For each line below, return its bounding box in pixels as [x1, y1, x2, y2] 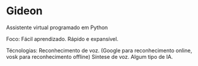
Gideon [6, 4, 43, 18]
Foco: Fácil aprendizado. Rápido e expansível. [6, 35, 119, 42]
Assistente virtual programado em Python [6, 24, 108, 31]
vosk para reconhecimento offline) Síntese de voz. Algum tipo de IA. [6, 53, 174, 60]
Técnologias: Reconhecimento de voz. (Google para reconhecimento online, [6, 46, 192, 54]
